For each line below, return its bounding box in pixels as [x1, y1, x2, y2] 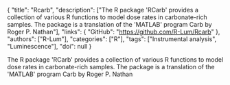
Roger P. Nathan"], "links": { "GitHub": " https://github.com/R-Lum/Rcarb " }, [7, 27, 220, 36]
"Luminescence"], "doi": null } [7, 42, 92, 50]
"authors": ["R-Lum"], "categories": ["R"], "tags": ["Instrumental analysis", [7, 35, 217, 43]
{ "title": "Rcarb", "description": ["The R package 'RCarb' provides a [7, 6, 199, 14]
